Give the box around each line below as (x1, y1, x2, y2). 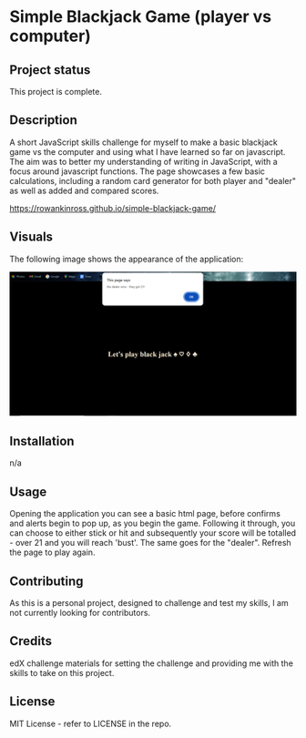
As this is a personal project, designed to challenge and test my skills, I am (9, 598, 289, 609)
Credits (9, 633, 53, 649)
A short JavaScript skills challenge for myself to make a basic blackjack (9, 137, 278, 148)
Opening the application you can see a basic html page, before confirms (9, 508, 280, 519)
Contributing (9, 573, 84, 589)
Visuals (9, 230, 53, 245)
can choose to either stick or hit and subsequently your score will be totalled (9, 528, 297, 538)
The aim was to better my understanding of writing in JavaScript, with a (9, 156, 278, 167)
